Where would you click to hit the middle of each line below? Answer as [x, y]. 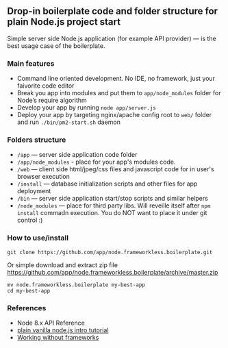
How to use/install [38, 238]
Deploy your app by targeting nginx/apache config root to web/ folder [114, 115]
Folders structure [37, 140]
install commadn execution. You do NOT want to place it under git [112, 213]
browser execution [43, 177]
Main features [31, 63]
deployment [34, 191]
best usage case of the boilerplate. [56, 46]
